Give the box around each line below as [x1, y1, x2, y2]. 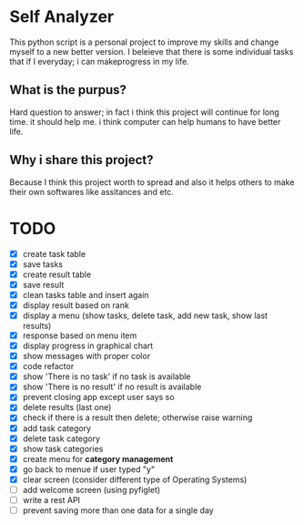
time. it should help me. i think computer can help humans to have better [9, 116, 281, 127]
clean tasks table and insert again [22, 289, 149, 300]
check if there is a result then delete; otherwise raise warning [22, 412, 253, 423]
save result [22, 279, 65, 290]
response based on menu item [22, 330, 137, 341]
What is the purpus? [9, 82, 127, 98]
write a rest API [22, 494, 80, 505]
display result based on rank [22, 299, 129, 311]
